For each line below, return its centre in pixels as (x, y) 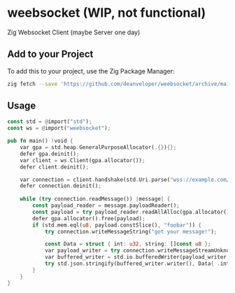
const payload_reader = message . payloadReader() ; (106, 206)
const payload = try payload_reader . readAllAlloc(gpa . (114, 212)
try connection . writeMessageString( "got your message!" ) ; (131, 231)
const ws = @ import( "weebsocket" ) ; (59, 128)
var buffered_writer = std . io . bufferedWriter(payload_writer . (137, 257)
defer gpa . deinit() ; (50, 154)
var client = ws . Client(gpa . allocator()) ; (83, 160)
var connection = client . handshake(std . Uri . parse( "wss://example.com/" (126, 180)
